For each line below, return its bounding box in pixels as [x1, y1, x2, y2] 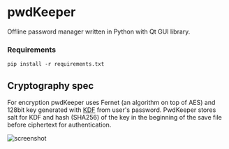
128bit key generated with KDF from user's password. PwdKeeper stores [7, 106, 216, 114]
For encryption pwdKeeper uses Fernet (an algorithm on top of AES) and [7, 99, 216, 107]
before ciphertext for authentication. [7, 120, 112, 129]
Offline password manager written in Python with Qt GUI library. [7, 27, 191, 36]
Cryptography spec [7, 80, 94, 92]
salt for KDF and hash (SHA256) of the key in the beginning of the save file [7, 113, 222, 122]
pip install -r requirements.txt [7, 61, 105, 68]
